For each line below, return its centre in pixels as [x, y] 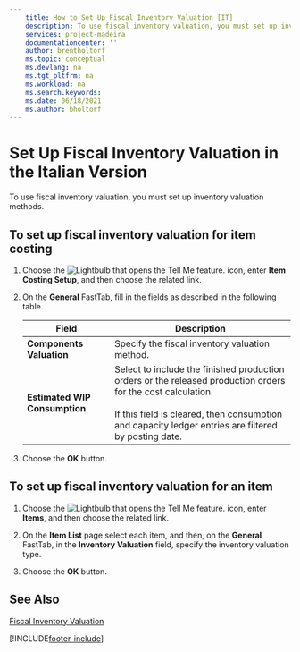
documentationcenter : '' [71, 42]
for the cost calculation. [164, 392]
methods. [27, 207]
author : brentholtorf [65, 51]
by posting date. [149, 436]
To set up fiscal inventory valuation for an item [142, 487]
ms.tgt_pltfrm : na [59, 76]
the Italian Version [78, 172]
